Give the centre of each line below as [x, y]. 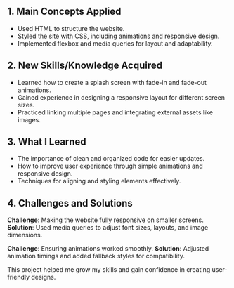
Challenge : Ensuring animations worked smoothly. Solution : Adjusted [108, 249]
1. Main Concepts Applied [64, 12]
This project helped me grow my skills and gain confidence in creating [109, 270]
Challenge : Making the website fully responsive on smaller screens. [105, 220]
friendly [19, 277]
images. [29, 119]
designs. [44, 277]
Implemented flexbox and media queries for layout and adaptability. [115, 43]
